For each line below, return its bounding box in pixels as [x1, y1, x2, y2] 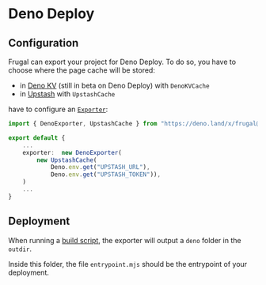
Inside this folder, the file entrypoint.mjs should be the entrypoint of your [8, 259, 248, 268]
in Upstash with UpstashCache [19, 89, 116, 99]
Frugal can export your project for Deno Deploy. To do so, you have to [8, 57, 236, 66]
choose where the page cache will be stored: [8, 66, 156, 75]
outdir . [8, 244, 32, 253]
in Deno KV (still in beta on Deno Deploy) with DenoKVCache [19, 81, 210, 90]
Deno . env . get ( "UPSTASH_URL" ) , [50, 163, 150, 171]
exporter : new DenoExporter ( [22, 148, 123, 156]
